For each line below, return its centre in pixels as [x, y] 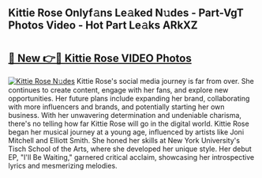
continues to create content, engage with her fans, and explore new [118, 90]
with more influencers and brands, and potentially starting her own [116, 107]
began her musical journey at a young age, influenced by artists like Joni [126, 132]
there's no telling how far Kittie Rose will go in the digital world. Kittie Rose [129, 123]
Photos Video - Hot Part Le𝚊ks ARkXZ [103, 26]
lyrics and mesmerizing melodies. [63, 166]
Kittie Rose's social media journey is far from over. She [165, 81]
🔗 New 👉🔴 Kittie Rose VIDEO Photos [100, 58]
